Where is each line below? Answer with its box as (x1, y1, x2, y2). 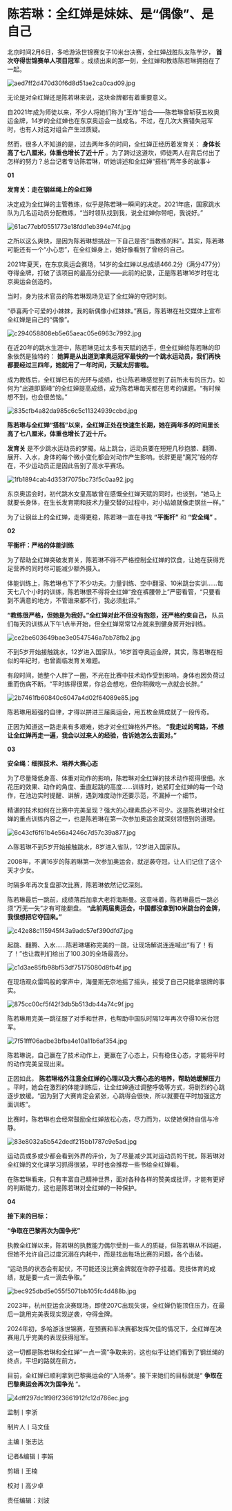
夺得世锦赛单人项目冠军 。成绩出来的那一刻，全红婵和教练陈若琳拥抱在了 (12, 56, 221, 64)
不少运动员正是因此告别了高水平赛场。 (19, 461, 128, 470)
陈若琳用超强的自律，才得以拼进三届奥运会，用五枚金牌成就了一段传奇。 (7, 707, 213, 716)
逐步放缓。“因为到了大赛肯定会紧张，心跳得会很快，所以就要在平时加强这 (7, 1091, 216, 1100)
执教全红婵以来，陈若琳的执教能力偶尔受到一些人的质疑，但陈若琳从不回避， (7, 1241, 225, 1249)
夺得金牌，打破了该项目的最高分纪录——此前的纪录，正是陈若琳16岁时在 (7, 268, 213, 277)
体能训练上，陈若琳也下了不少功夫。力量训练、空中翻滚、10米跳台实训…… (7, 579, 217, 587)
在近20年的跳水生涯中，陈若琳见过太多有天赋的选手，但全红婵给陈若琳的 (7, 343, 215, 351)
